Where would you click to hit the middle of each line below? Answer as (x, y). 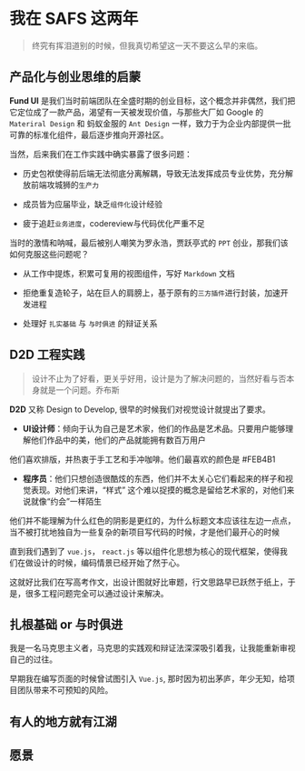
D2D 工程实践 (47, 355)
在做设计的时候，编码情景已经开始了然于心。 (100, 562)
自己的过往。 (33, 659)
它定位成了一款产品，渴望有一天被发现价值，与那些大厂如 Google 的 (137, 112)
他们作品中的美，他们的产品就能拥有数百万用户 (118, 440)
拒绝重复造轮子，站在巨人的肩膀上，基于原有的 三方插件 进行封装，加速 (152, 293)
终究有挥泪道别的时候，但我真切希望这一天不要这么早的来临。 (147, 45)
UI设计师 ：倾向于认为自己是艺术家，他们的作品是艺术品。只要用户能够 (154, 428)
